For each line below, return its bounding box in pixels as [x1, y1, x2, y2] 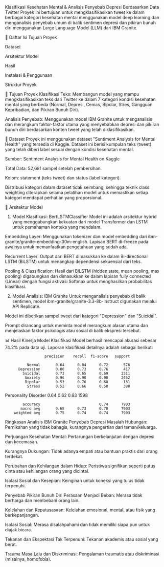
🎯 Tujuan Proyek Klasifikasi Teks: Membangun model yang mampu [5, 91, 140, 97]
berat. [5, 542, 17, 547]
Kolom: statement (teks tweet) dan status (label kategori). [5, 175, 121, 180]
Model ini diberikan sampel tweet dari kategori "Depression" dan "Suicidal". [5, 313, 158, 319]
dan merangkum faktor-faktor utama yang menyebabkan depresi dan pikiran [5, 122, 160, 127]
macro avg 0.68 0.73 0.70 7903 [20, 406, 131, 411]
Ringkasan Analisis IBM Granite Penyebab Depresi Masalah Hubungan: [5, 419, 148, 425]
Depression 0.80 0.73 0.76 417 [18, 367, 131, 371]
